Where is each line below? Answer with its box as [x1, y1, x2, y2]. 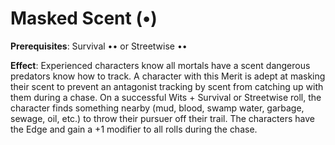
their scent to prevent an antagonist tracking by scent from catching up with [10, 80, 324, 92]
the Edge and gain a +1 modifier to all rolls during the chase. [10, 123, 258, 135]
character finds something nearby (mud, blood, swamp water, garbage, [10, 102, 305, 114]
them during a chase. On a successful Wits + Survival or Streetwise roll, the [10, 91, 322, 103]
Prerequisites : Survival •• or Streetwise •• [10, 40, 188, 52]
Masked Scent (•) [10, 7, 158, 30]
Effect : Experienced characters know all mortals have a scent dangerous [10, 59, 311, 71]
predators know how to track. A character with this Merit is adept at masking [10, 70, 326, 82]
